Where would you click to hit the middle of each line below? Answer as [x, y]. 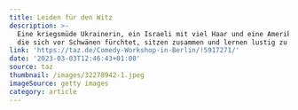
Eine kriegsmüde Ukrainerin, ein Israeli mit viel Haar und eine [141, 34]
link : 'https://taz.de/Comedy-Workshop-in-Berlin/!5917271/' [125, 51]
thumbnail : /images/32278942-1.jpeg [77, 75]
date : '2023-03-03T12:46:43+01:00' [75, 59]
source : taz [31, 67]
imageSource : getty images [59, 83]
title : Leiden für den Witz [61, 17]
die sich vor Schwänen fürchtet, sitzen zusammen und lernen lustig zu [153, 42]
